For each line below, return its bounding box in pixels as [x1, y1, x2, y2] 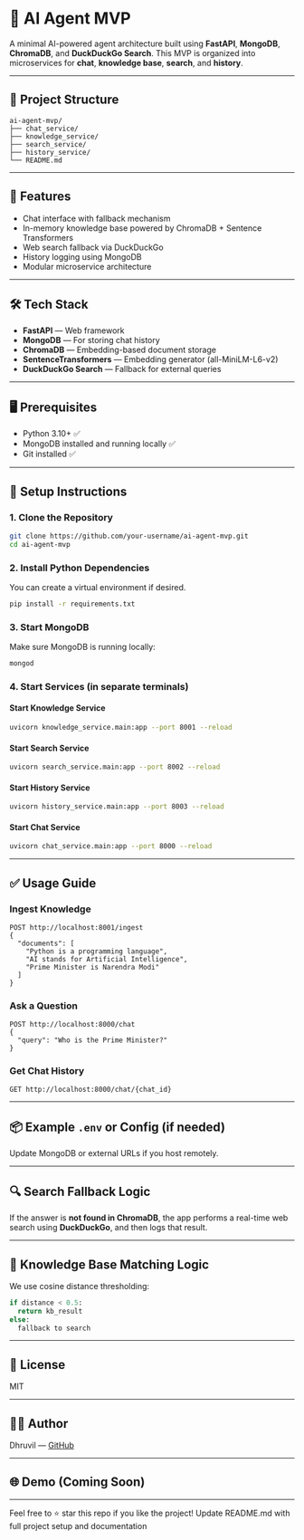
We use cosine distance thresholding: [9, 1280, 150, 1291]
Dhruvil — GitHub [9, 1440, 75, 1451]
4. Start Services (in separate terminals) [9, 680, 189, 693]
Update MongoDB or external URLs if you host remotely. [9, 1148, 219, 1159]
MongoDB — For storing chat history [22, 335, 160, 346]
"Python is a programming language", [25, 946, 168, 956]
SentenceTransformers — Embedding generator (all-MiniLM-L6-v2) [22, 354, 279, 365]
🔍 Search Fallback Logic [9, 1183, 151, 1199]
